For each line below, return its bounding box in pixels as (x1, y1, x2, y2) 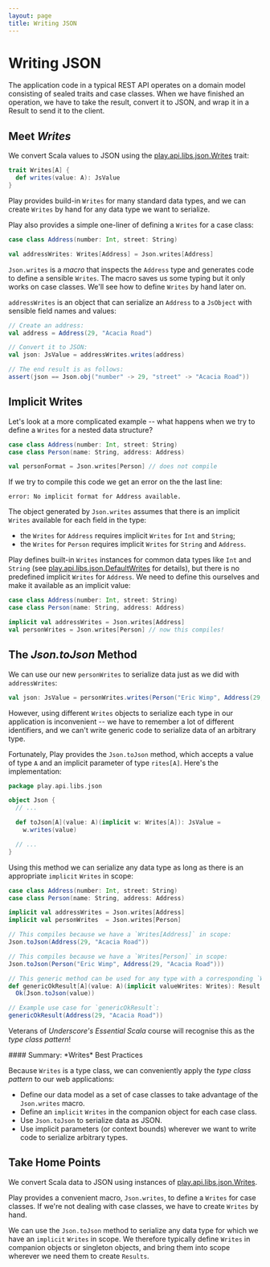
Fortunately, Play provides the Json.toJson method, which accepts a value (8, 749, 254, 759)
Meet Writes (8, 130, 72, 143)
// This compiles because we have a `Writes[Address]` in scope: (8, 931, 231, 939)
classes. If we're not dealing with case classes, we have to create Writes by (8, 1201, 259, 1211)
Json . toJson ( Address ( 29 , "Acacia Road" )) (8, 938, 149, 946)
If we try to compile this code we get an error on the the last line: (8, 477, 223, 487)
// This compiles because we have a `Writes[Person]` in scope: (8, 952, 228, 961)
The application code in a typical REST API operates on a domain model (8, 80, 246, 90)
